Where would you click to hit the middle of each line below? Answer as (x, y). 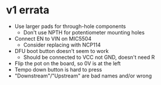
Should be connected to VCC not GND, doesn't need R (89, 57)
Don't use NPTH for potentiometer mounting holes (84, 32)
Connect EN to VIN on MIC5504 (53, 38)
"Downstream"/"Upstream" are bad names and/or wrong (83, 76)
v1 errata (28, 10)
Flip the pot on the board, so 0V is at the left (68, 63)
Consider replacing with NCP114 (62, 45)
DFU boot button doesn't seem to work (61, 51)
